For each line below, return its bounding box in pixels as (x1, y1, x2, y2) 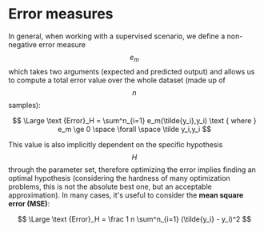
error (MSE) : (8, 198, 50, 208)
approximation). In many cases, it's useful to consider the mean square (8, 190, 244, 200)
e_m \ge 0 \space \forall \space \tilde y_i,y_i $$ (57, 124, 212, 134)
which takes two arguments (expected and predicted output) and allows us (8, 66, 255, 76)
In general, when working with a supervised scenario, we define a (8, 31, 226, 41)
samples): (8, 100, 42, 110)
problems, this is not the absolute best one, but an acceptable (8, 182, 212, 191)
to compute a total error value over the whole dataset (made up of (8, 75, 226, 85)
